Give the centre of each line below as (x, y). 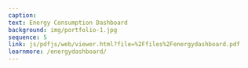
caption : (22, 15)
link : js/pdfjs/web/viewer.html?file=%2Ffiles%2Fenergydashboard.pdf (124, 45)
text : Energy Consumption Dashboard (68, 23)
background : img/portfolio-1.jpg (63, 30)
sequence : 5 (27, 37)
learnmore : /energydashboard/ (58, 52)
